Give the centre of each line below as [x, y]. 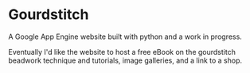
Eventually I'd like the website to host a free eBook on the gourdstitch [122, 52]
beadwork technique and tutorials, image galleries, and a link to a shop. [125, 60]
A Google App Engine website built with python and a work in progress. [125, 36]
